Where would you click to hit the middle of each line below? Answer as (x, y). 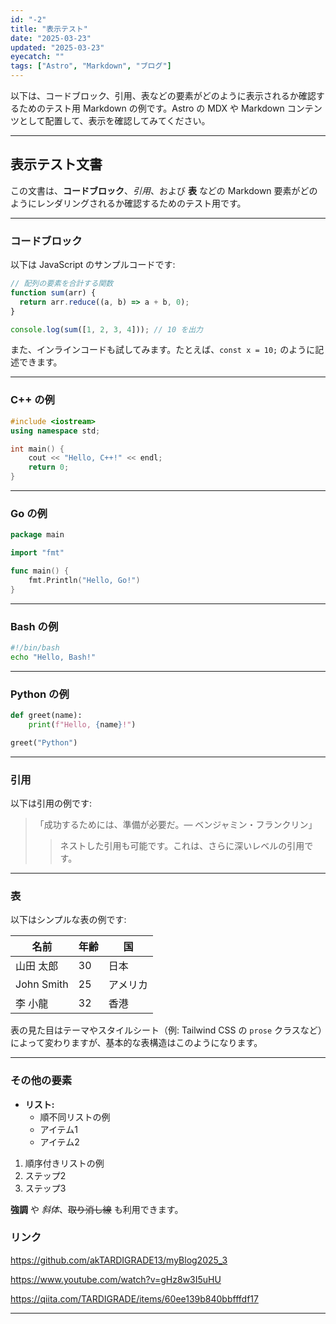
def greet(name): (46, 716)
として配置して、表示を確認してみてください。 (114, 120)
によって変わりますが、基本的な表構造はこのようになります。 (136, 1043)
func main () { (40, 571)
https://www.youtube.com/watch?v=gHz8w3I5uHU (116, 1279)
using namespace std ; (55, 431)
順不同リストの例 (75, 1117)
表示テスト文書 (56, 164)
